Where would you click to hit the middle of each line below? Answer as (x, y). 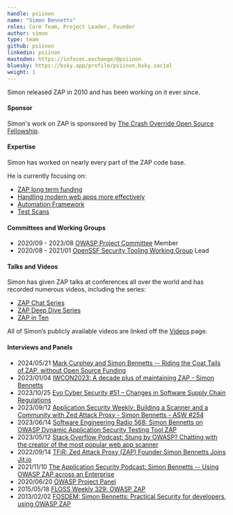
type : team (23, 40)
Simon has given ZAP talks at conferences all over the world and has (105, 282)
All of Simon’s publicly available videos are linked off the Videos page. (107, 331)
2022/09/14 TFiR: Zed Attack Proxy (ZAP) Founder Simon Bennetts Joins (121, 451)
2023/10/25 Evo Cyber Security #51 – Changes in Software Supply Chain (121, 392)
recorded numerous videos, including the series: (77, 290)
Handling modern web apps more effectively (81, 197)
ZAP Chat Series (41, 303)
